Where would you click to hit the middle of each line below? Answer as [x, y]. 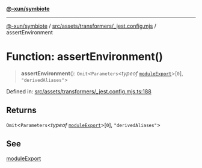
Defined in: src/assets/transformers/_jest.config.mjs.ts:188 [79, 91]
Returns [22, 110]
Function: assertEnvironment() [85, 57]
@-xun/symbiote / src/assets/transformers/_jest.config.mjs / [81, 26]
